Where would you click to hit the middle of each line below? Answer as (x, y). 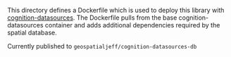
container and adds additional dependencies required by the (132, 25)
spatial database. (32, 32)
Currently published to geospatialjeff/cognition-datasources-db (102, 46)
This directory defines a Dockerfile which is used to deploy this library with (116, 10)
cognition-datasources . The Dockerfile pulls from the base (92, 18)
